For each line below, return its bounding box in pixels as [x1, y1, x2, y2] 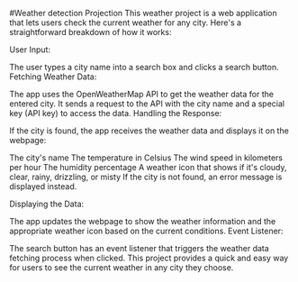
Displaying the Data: [9, 198, 85, 209]
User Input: [9, 44, 51, 55]
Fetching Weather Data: [9, 71, 97, 82]
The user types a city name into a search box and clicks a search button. [9, 62, 279, 72]
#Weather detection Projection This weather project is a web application [9, 8, 277, 18]
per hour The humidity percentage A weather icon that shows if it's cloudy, [9, 162, 287, 172]
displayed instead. [9, 181, 77, 192]
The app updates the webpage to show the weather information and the [9, 216, 276, 226]
